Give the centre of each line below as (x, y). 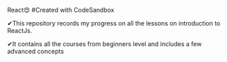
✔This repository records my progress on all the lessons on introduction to (114, 23)
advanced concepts (36, 51)
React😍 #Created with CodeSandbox (61, 10)
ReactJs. (20, 31)
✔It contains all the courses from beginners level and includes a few (104, 44)
